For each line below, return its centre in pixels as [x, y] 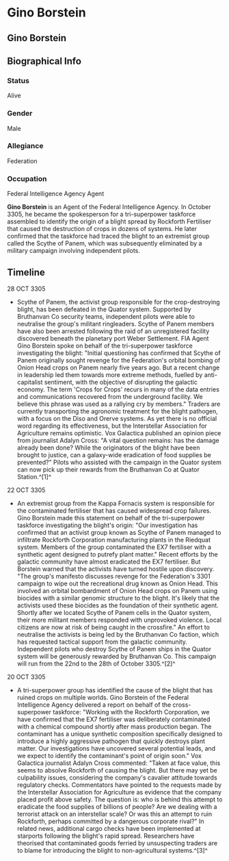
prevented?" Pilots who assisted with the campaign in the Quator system [119, 462]
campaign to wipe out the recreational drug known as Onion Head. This [118, 583]
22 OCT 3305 [26, 490]
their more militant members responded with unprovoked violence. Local [119, 620]
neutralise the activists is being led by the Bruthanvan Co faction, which [118, 634]
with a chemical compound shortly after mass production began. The [114, 726]
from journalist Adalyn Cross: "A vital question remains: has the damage [118, 440]
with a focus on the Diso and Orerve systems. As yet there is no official [117, 418]
